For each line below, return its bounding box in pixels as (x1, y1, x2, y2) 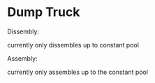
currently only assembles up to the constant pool (7, 68, 149, 76)
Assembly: (7, 54, 38, 63)
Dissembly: (7, 27, 40, 36)
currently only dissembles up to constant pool (7, 40, 140, 49)
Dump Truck (7, 4, 80, 20)
